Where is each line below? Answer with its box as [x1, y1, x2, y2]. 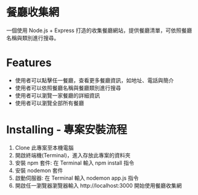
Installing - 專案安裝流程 [6, 123, 127, 137]
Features [6, 56, 52, 70]
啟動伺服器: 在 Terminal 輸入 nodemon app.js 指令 [14, 174, 139, 182]
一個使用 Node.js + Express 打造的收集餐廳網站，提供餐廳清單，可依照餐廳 [6, 27, 193, 34]
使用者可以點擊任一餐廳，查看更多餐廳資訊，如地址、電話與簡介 [14, 76, 174, 84]
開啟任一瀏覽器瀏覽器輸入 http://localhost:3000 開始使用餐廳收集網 [14, 182, 182, 189]
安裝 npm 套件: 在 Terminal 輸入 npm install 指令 [14, 159, 135, 167]
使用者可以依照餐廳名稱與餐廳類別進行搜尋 [14, 84, 121, 91]
